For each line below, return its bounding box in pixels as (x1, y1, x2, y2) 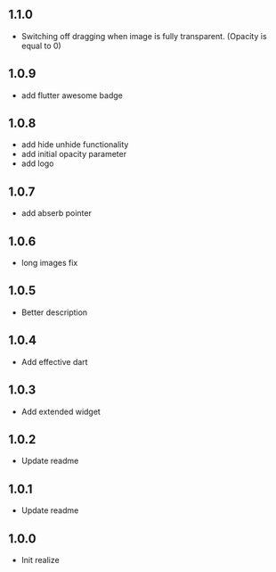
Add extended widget (20, 406, 101, 417)
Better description (20, 307, 88, 318)
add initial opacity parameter (20, 149, 126, 160)
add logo (20, 158, 54, 169)
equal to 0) (20, 40, 61, 51)
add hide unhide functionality (20, 139, 129, 150)
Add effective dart (20, 356, 88, 367)
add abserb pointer (20, 208, 93, 219)
